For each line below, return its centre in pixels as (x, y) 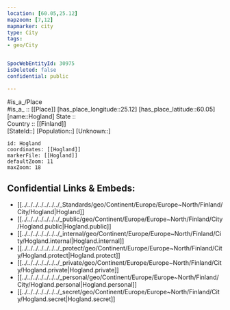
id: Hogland (24, 143)
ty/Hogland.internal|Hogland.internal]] (71, 241)
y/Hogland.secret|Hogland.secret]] (66, 299)
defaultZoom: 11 (30, 162)
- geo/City (23, 45)
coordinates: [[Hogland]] (44, 149)
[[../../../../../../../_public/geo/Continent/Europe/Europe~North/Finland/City (120, 219)
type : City (23, 33)
